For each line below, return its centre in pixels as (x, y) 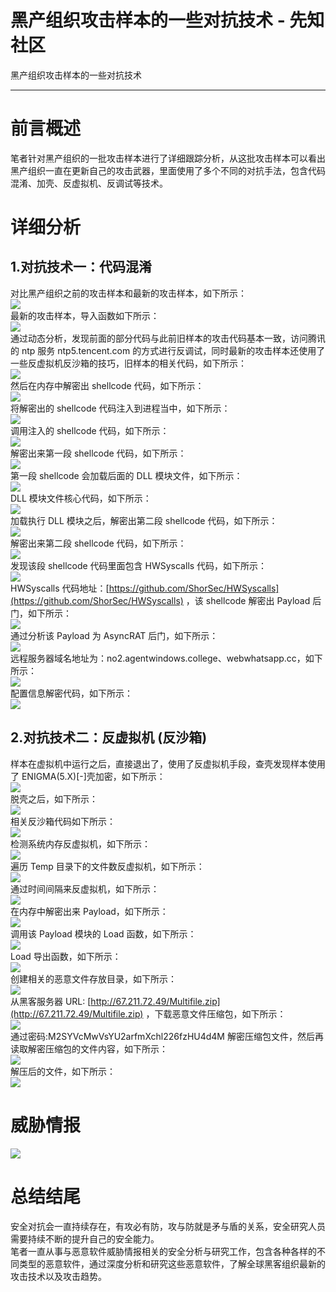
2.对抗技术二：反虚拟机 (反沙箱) (109, 737)
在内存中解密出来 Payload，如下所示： (89, 911)
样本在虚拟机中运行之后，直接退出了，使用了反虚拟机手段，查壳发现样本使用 (168, 763)
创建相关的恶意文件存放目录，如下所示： (93, 978)
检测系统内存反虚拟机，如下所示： (80, 843)
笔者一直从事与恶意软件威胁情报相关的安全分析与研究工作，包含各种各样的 (163, 1251)
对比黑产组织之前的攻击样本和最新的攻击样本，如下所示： (128, 293)
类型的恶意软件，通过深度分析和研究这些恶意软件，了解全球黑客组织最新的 (172, 1263)
